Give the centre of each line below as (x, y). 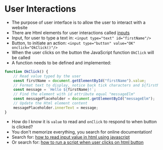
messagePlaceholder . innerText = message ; (56, 108)
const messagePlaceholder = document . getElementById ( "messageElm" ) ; (84, 99)
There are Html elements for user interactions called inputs (71, 33)
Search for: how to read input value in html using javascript (71, 137)
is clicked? (22, 127)
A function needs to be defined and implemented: (61, 63)
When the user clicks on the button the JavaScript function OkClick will (83, 52)
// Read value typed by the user (47, 76)
